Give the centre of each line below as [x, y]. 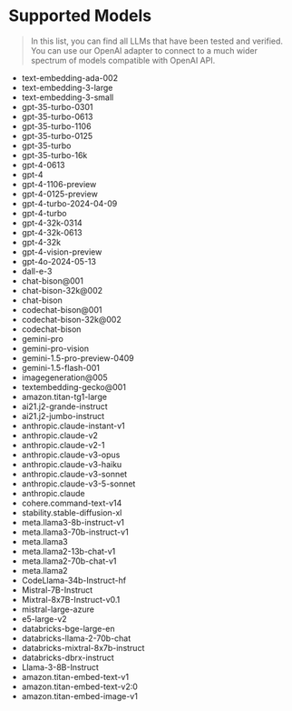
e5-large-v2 [44, 618]
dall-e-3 [37, 271]
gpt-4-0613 [43, 165]
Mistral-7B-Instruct [57, 590]
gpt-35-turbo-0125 [57, 135]
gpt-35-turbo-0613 [57, 116]
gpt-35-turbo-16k [54, 155]
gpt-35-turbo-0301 [57, 106]
